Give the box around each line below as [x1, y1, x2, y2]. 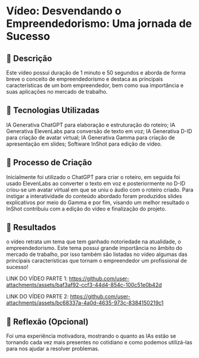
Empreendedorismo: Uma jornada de [6, 17, 192, 30]
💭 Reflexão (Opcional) [6, 316, 89, 326]
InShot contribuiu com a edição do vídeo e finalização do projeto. [6, 205, 167, 212]
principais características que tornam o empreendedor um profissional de [6, 257, 187, 264]
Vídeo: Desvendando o [6, 4, 122, 18]
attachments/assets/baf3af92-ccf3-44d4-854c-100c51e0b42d [6, 282, 162, 289]
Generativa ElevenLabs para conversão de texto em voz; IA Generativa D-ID [6, 127, 192, 135]
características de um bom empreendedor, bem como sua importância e [6, 82, 184, 89]
